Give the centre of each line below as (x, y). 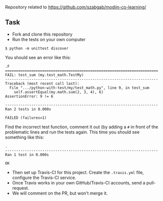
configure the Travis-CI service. (44, 178)
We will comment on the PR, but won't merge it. (60, 193)
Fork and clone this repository (42, 34)
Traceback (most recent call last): (42, 83)
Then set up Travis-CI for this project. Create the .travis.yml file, (78, 172)
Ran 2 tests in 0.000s (28, 109)
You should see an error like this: (38, 57)
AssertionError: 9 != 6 (29, 96)
